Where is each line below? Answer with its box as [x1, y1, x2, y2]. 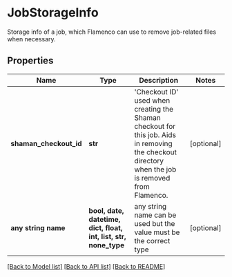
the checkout [134, 147, 177, 156]
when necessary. [7, 34, 57, 43]
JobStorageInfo [7, 5, 99, 21]
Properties [7, 55, 54, 67]
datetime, [88, 214, 121, 224]
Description [139, 75, 178, 85]
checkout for [134, 121, 176, 131]
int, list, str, [88, 232, 126, 241]
